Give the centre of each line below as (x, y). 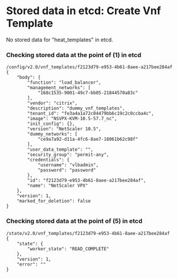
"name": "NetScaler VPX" (58, 186)
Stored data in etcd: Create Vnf (83, 11)
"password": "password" (67, 170)
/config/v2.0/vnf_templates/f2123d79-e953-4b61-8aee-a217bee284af (89, 67)
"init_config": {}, (51, 124)
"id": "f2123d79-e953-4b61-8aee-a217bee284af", (87, 181)
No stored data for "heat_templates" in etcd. (60, 39)
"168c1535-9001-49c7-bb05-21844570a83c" (88, 93)
